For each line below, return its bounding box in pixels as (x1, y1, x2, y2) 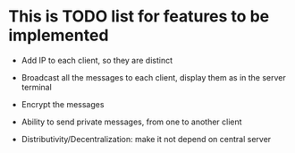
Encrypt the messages (21, 98, 105, 109)
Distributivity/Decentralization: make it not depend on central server (21, 133, 272, 144)
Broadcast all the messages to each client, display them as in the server (21, 72, 287, 82)
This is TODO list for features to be (8, 6, 270, 27)
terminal (21, 81, 53, 92)
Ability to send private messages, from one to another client (21, 116, 242, 127)
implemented (8, 25, 109, 46)
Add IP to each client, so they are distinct (21, 55, 173, 65)
